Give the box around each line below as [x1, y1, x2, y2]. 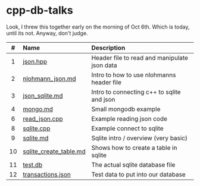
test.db [23, 160, 43, 169]
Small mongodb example [91, 105, 161, 113]
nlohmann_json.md [23, 74, 76, 83]
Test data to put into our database [91, 170, 186, 178]
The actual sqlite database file [91, 160, 176, 169]
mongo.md [23, 105, 54, 113]
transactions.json [23, 170, 71, 178]
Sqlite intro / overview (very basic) [91, 134, 188, 142]
